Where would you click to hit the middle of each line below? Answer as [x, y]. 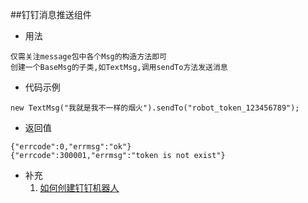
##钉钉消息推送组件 [51, 14]
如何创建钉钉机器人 [79, 187]
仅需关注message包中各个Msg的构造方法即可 [88, 57]
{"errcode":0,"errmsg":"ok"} [71, 147]
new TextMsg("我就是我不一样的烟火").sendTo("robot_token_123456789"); [155, 108]
